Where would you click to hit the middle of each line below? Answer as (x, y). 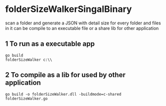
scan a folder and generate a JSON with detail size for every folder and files (83, 23)
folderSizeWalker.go (27, 99)
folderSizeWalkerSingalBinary (69, 9)
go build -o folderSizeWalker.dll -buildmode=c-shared (63, 94)
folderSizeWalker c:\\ (29, 60)
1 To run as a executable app (50, 44)
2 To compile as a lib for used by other (65, 75)
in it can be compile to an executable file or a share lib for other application (82, 28)
